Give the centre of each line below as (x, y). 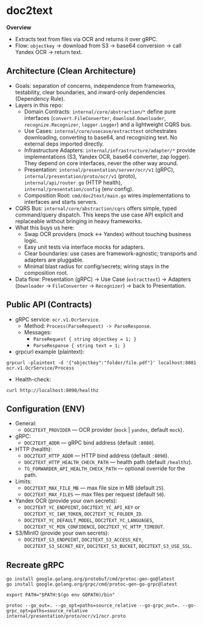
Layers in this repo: (39, 105)
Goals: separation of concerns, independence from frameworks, (95, 86)
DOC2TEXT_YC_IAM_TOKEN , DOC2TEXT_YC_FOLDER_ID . (84, 514)
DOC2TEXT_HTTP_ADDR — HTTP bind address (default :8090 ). (97, 456)
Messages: (38, 332)
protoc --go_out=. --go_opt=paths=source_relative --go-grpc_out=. (93, 606)
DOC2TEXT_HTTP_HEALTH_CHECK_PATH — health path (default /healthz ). (108, 462)
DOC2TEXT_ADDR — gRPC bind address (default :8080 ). (90, 443)
